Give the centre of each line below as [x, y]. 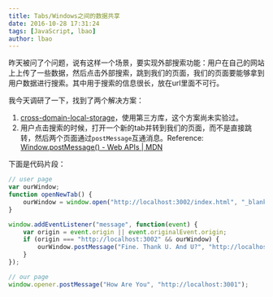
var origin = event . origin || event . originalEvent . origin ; [125, 232]
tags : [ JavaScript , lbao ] [52, 31]
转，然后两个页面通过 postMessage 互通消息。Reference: [112, 138]
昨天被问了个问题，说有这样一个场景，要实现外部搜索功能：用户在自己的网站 [136, 63]
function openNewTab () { [50, 194]
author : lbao [30, 39]
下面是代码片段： [37, 164]
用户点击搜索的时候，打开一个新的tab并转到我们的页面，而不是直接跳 [136, 128]
